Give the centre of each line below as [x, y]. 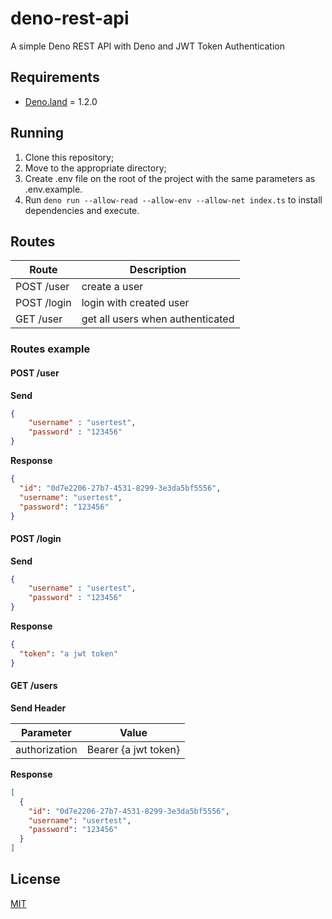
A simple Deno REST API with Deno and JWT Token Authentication [148, 46]
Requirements [55, 77]
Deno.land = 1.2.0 [61, 101]
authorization [46, 749]
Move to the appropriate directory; [95, 168]
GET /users [34, 686]
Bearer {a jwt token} [133, 749]
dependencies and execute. [82, 210]
